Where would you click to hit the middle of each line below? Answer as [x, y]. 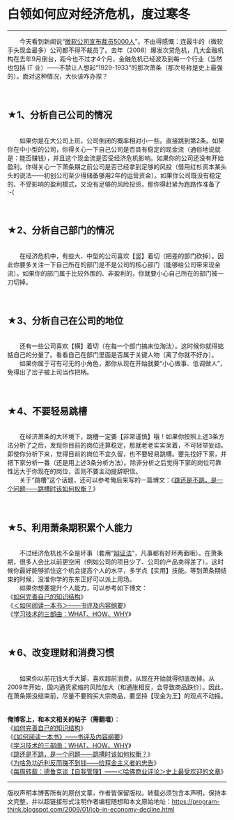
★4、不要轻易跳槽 [47, 411]
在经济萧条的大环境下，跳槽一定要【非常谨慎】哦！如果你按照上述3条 [119, 436]
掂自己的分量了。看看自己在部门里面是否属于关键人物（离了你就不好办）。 [112, 355]
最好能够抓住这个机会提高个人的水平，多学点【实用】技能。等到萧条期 [120, 570]
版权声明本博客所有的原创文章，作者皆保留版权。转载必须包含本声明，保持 [114, 793]
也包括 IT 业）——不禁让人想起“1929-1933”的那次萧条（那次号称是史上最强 [115, 68]
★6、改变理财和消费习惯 [61, 653]
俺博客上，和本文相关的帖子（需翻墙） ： [64, 719]
